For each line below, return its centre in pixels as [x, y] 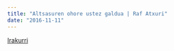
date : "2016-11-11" [36, 20]
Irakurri [18, 40]
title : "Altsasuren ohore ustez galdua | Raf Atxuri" [88, 14]
